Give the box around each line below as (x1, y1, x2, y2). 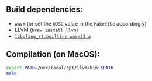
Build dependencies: (6, 5, 83, 15)
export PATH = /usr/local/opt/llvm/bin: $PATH (6, 65, 114, 71)
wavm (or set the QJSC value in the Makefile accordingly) (14, 20, 147, 27)
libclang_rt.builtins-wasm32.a (14, 33, 91, 40)
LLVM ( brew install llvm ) (14, 26, 78, 33)
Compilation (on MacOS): (6, 50, 101, 59)
